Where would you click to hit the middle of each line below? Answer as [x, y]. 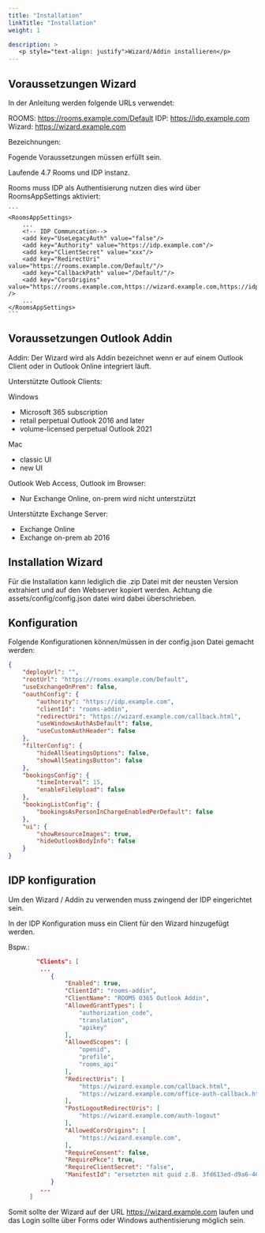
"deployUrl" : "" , [51, 673]
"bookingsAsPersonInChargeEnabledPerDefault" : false [125, 812]
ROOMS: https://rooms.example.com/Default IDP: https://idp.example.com [129, 118]
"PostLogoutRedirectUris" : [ [112, 1109]
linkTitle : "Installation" [52, 23]
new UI [31, 468]
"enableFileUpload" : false [81, 790]
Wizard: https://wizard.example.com [67, 126]
